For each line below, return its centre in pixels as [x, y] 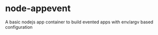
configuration [19, 27]
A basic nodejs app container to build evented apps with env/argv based [79, 22]
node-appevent [38, 9]
